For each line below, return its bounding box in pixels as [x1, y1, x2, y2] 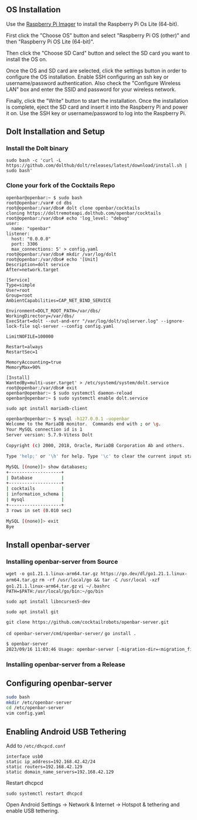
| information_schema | [6, 491, 64, 498]
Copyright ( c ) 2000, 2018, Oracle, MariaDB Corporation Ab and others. [6, 443, 185, 449]
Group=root [6, 293, 33, 298]
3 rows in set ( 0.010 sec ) [6, 508, 72, 513]
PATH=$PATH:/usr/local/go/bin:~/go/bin [6, 589, 104, 594]
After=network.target [6, 267, 59, 273]
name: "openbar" [11, 226, 51, 231]
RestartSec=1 [6, 349, 38, 355]
